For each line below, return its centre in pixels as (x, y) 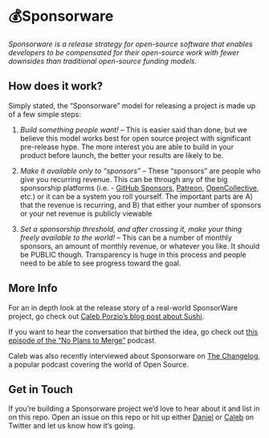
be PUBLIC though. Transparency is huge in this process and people (133, 254)
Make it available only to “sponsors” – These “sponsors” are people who (140, 171)
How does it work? (56, 86)
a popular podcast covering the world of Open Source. (98, 364)
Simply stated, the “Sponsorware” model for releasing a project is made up (132, 105)
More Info (33, 288)
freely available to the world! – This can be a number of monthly (126, 237)
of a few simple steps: (45, 114)
